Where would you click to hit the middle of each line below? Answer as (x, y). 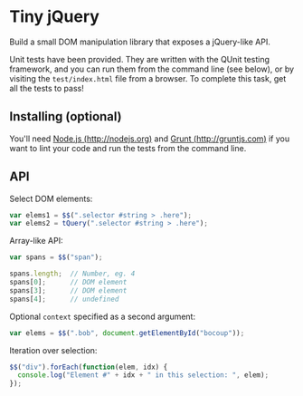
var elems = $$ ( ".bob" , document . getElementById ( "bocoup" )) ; (127, 333)
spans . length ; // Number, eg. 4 (72, 274)
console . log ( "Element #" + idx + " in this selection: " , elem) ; (143, 375)
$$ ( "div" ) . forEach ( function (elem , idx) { (89, 367)
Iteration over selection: (53, 350)
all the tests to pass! (47, 88)
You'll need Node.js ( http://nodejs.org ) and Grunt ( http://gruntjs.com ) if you (150, 139)
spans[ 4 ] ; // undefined (64, 299)
